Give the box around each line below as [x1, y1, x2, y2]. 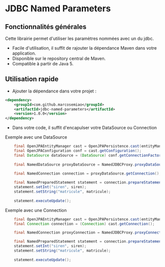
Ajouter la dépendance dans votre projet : [12, 88, 97, 94]
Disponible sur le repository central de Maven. [12, 56, 106, 61]
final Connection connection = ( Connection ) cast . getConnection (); [14, 221, 155, 226]
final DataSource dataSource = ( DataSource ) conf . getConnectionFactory [14, 153, 164, 158]
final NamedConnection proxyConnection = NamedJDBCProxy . [14, 230, 135, 235]
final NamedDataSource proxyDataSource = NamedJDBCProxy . [14, 162, 135, 167]
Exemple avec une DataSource [5, 134, 67, 140]
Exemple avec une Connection [5, 207, 67, 213]
